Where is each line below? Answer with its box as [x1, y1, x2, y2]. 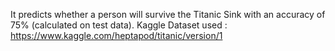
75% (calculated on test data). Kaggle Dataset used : [10, 19, 228, 31]
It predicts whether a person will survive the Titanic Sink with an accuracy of [10, 9, 326, 20]
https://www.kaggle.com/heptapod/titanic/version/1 [10, 30, 223, 41]
